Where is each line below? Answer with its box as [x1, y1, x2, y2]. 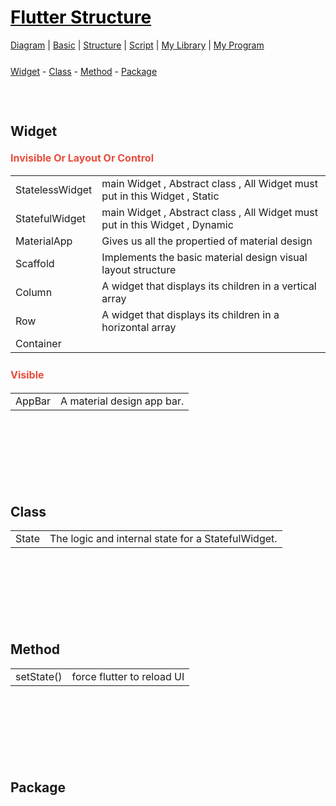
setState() [15, 669, 63, 683]
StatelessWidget [15, 183, 93, 197]
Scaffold [15, 257, 55, 271]
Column [15, 286, 53, 300]
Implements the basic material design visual [101, 251, 308, 265]
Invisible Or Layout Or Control [10, 151, 154, 165]
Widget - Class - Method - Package [10, 65, 158, 77]
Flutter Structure [10, 6, 152, 29]
